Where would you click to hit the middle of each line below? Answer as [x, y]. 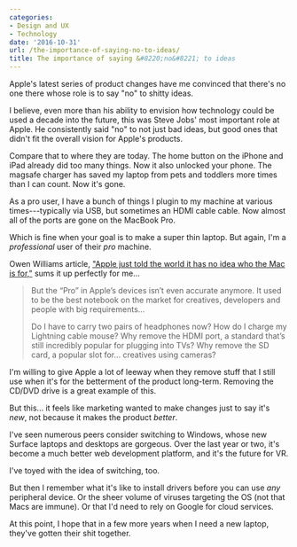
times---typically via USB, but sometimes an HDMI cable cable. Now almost [148, 211]
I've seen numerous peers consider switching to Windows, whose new [138, 434]
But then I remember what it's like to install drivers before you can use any [145, 488]
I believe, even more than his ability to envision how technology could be [142, 110]
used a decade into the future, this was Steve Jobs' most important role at [145, 120]
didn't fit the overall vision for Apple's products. [96, 139]
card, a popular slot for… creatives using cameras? [123, 355]
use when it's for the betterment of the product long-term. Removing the [142, 381]
